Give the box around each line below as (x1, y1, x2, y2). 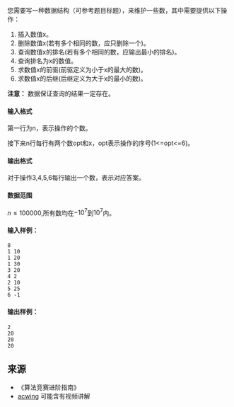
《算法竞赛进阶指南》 (17, 383, 80, 391)
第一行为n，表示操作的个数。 (7, 124, 92, 132)
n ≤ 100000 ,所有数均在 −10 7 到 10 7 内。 (7, 207, 115, 217)
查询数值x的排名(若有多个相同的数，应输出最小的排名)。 (17, 48, 181, 56)
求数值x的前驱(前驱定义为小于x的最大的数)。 (17, 66, 147, 74)
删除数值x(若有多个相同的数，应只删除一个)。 (17, 39, 150, 47)
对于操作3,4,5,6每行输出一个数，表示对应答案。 (7, 173, 146, 182)
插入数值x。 (17, 30, 53, 38)
